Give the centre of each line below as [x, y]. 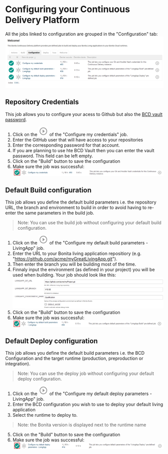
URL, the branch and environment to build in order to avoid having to [76, 208]
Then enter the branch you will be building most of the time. [74, 264]
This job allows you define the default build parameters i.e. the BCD [75, 353]
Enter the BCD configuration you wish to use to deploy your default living [88, 405]
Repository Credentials [42, 102]
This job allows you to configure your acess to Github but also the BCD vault [84, 114]
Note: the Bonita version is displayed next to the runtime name [82, 425]
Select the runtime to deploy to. [45, 415]
